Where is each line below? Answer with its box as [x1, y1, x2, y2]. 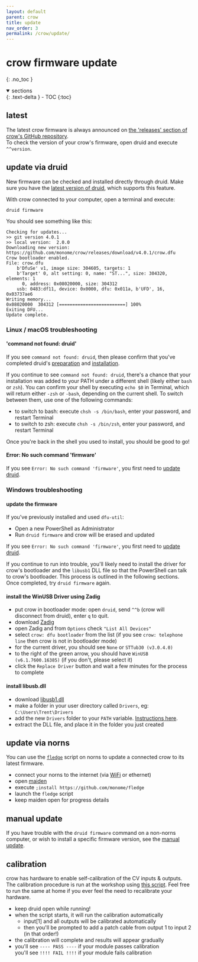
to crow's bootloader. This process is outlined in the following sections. [6, 573, 180, 580]
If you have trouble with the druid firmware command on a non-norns [6, 829, 176, 837]
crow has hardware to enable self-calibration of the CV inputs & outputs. [6, 874, 183, 882]
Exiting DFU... [6, 306, 44, 312]
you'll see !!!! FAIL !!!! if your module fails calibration [14, 949, 152, 956]
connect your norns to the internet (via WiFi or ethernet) [14, 771, 152, 779]
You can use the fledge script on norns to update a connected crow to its [6, 754, 184, 761]
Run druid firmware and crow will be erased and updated [14, 531, 155, 538]
